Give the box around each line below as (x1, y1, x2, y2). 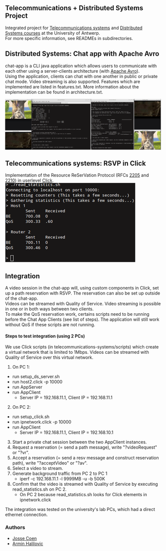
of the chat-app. (5, 296, 39, 301)
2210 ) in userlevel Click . (5, 177, 54, 183)
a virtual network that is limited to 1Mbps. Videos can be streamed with (5, 349, 149, 355)
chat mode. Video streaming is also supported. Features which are (5, 79, 140, 85)
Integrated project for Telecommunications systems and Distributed (5, 25, 143, 31)
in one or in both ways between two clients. (5, 306, 94, 312)
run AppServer (12, 384, 43, 390)
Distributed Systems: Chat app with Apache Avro (5, 49, 160, 58)
